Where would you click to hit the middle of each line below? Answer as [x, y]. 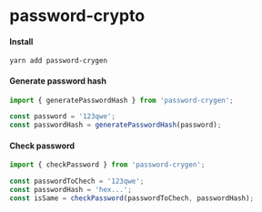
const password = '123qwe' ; [63, 116]
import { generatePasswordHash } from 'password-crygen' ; [121, 100]
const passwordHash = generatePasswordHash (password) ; [116, 125]
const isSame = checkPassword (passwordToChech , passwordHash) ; [132, 198]
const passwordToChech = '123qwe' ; [77, 182]
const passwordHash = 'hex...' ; [71, 190]
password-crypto [77, 16]
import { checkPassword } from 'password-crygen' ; [107, 165]
